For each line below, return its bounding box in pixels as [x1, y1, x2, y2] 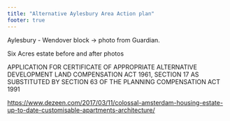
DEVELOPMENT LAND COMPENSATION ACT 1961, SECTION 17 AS [7, 70, 199, 79]
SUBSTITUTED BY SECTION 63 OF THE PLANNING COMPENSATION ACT [7, 77, 221, 86]
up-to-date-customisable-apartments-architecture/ [7, 106, 155, 114]
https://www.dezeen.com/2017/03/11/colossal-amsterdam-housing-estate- [7, 98, 224, 106]
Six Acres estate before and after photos [7, 49, 124, 58]
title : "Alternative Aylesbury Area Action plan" [7, 10, 155, 17]
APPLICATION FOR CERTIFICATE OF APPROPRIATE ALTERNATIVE [7, 63, 198, 71]
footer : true [7, 17, 45, 24]
